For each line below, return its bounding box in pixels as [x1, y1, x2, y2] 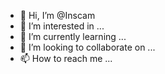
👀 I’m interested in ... [19, 20, 105, 32]
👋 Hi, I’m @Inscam [19, 10, 96, 21]
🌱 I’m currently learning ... [19, 31, 127, 42]
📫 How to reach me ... [19, 53, 113, 64]
